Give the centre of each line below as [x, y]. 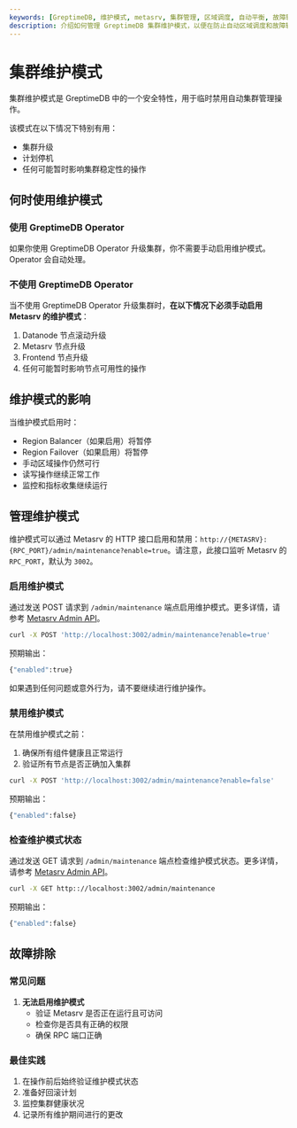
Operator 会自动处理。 [50, 260]
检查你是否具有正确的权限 [82, 1023]
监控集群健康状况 [53, 1103]
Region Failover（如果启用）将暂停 [85, 452]
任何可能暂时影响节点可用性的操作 [84, 369]
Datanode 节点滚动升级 [64, 335]
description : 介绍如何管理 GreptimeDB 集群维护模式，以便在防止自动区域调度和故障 [148, 26]
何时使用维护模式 [56, 200]
